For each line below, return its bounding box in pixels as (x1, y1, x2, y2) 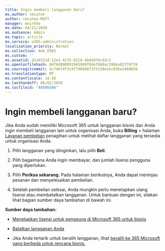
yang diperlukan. (12, 162, 47, 168)
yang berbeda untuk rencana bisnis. (12, 241, 86, 247)
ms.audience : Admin (5, 30, 45, 35)
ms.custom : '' (5, 53, 34, 58)
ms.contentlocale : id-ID (5, 76, 56, 81)
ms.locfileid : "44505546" (5, 85, 58, 90)
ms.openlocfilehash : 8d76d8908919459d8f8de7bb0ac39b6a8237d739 (5, 62, 138, 67)
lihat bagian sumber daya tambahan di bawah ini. (12, 197, 112, 203)
